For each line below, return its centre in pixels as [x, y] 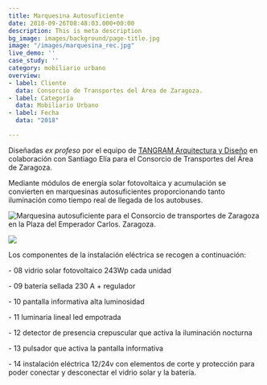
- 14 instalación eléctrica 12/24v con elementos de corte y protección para [131, 363]
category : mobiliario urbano [57, 68]
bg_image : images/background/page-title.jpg [84, 38]
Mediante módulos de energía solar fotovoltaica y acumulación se [117, 182]
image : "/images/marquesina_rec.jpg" [72, 46]
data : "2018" [37, 121]
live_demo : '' [32, 53]
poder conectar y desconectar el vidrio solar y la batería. [103, 372]
